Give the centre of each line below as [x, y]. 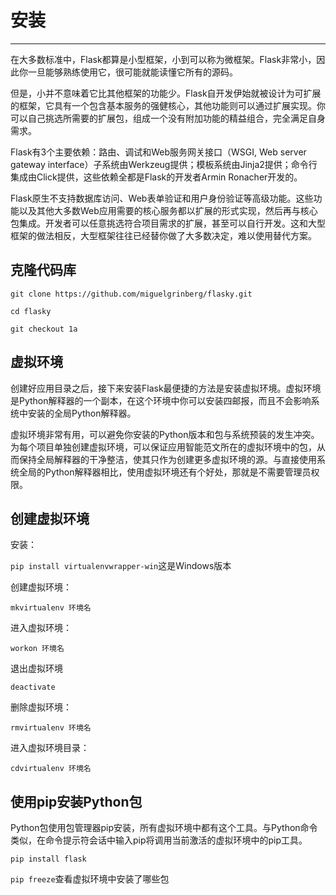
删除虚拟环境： [41, 707]
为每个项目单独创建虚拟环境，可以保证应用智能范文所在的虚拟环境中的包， [163, 447]
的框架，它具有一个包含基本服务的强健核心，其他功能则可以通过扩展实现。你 [168, 105]
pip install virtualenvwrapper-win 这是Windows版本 [121, 566]
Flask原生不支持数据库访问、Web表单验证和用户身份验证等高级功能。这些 [162, 198]
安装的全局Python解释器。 [82, 413]
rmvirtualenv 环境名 [51, 728]
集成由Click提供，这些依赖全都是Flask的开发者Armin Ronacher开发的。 [156, 177]
